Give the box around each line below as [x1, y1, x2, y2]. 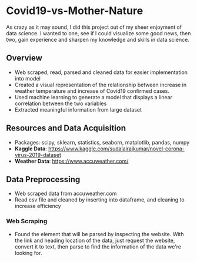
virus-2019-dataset [14, 151, 62, 158]
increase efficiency [14, 203, 61, 210]
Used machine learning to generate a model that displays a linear [14, 93, 172, 100]
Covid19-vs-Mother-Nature [6, 4, 143, 18]
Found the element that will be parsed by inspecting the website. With [14, 230, 184, 237]
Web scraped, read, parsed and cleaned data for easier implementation [14, 69, 188, 76]
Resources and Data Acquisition [6, 123, 126, 133]
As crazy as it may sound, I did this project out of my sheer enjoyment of [6, 23, 182, 31]
